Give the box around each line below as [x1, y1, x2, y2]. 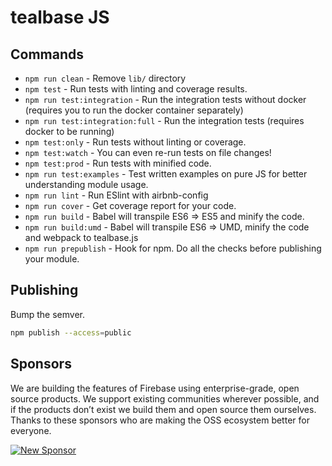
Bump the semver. [10, 308, 85, 320]
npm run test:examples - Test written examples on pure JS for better [24, 168, 308, 180]
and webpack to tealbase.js [24, 232, 139, 243]
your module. [24, 253, 80, 265]
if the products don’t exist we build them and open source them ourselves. [10, 403, 317, 415]
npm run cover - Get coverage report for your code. [24, 200, 237, 211]
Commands [10, 46, 85, 63]
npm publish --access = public [10, 327, 132, 338]
